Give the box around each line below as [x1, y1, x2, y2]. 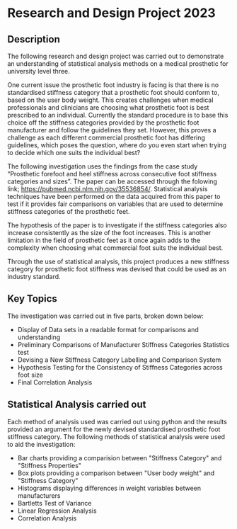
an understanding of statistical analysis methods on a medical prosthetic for [7, 59, 229, 68]
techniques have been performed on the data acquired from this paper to [7, 193, 221, 200]
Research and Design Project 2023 [7, 5, 216, 21]
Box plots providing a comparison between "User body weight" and [17, 469, 215, 477]
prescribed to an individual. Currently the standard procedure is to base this [7, 111, 229, 119]
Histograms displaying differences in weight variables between [17, 484, 202, 492]
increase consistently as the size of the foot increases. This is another [7, 229, 212, 237]
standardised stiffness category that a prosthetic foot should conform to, [7, 89, 219, 96]
